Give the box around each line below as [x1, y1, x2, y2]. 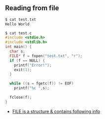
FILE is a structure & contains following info [12, 108, 100, 114]
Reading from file [5, 4, 59, 12]
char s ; [9, 49, 26, 54]
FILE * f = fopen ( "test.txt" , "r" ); [9, 53, 83, 58]
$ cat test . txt [5, 17, 36, 22]
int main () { [5, 44, 32, 49]
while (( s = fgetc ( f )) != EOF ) [9, 81, 74, 86]
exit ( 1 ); [14, 67, 32, 72]
